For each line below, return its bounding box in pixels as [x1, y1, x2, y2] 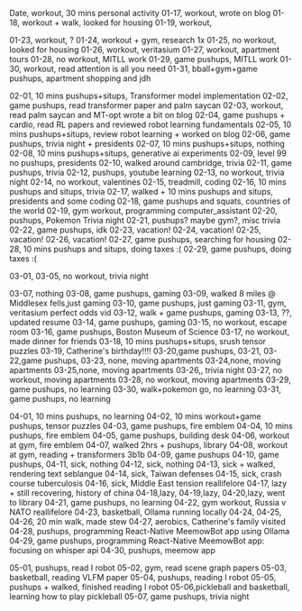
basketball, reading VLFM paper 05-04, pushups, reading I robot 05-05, [9, 572, 277, 582]
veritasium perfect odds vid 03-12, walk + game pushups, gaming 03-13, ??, [9, 307, 292, 318]
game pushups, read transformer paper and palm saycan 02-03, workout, [9, 100, 284, 111]
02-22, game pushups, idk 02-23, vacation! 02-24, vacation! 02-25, [9, 224, 261, 235]
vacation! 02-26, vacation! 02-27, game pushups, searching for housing [9, 234, 277, 244]
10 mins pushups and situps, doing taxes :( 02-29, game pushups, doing [23, 243, 291, 254]
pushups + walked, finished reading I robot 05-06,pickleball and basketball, [9, 581, 290, 592]
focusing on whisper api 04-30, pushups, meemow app [9, 545, 216, 555]
